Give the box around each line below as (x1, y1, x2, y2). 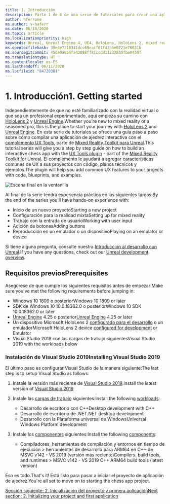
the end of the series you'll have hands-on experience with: (5, 197, 130, 203)
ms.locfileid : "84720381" (5, 69, 60, 74)
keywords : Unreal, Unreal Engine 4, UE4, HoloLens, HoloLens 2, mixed (5, 41, 157, 46)
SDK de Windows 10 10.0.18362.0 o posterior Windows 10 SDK (12, 303, 142, 309)
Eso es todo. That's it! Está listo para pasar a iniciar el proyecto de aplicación (5, 473, 164, 479)
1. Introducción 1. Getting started (5, 91, 143, 102)
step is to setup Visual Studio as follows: (5, 371, 90, 377)
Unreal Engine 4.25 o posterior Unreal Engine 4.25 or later (12, 314, 133, 320)
